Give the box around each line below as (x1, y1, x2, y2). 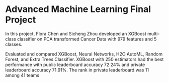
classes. (5, 41, 23, 47)
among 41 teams (5, 72, 39, 78)
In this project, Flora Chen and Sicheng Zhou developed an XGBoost (5, 30, 147, 36)
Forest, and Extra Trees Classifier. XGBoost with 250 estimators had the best (5, 56, 164, 62)
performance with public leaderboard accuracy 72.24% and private (5, 61, 145, 67)
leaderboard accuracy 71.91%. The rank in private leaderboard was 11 (5, 66, 149, 73)
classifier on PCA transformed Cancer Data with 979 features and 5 (17, 36, 157, 42)
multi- (147, 30, 160, 36)
